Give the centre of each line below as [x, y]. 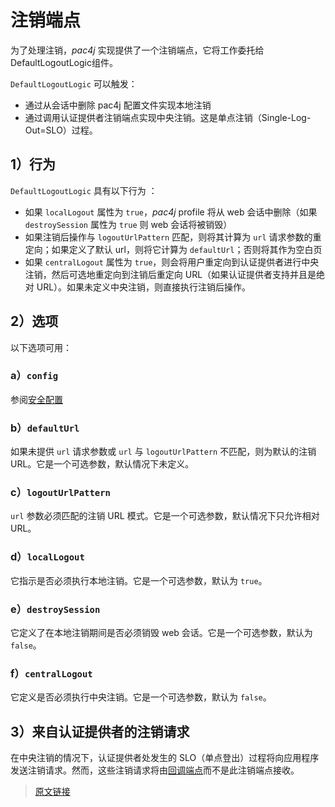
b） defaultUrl [45, 428]
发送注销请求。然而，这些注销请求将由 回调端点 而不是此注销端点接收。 [155, 770]
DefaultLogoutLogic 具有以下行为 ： [84, 190]
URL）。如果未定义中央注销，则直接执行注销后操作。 [144, 287]
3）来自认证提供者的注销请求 [100, 731]
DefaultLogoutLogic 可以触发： [74, 83]
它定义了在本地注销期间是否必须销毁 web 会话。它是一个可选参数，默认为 [161, 633]
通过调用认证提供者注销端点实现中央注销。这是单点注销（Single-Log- [168, 117]
